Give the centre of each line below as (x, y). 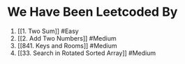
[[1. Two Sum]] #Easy (48, 31)
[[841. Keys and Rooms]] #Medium (67, 45)
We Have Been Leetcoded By (92, 12)
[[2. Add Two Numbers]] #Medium (67, 38)
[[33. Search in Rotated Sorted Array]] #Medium (87, 53)
